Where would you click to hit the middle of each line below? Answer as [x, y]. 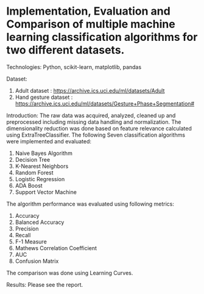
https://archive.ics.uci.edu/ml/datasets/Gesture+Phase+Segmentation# [105, 103]
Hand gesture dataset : [44, 97]
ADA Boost [29, 185]
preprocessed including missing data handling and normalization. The [94, 122]
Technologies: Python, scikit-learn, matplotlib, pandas [74, 67]
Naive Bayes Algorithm [44, 153]
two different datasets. [65, 50]
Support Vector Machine [46, 192]
